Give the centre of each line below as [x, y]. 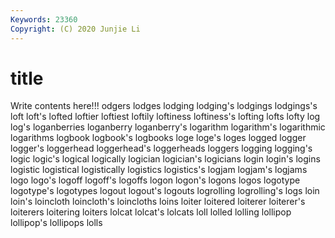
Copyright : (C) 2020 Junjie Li [75, 29]
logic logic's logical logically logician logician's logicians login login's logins [165, 159]
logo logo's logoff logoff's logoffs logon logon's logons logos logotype [155, 180]
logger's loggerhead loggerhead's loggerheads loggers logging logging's [161, 148]
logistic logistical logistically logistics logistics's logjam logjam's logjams [159, 170]
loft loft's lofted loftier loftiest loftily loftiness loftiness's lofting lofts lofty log [165, 117]
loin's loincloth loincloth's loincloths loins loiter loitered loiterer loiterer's [158, 202]
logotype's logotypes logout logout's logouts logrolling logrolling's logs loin [165, 191]
